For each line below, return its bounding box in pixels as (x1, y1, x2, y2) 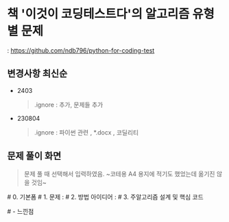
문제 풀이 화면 (7, 150, 62, 162)
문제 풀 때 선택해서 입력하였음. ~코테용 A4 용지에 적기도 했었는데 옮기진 (23, 169, 215, 178)
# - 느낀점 (7, 207, 34, 215)
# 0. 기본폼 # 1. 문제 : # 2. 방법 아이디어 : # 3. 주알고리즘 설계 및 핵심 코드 (7, 193, 204, 201)
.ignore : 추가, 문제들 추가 (34, 100, 104, 109)
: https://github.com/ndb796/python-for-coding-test (7, 46, 155, 55)
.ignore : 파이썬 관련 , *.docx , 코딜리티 (34, 128, 139, 137)
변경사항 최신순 (7, 68, 68, 79)
